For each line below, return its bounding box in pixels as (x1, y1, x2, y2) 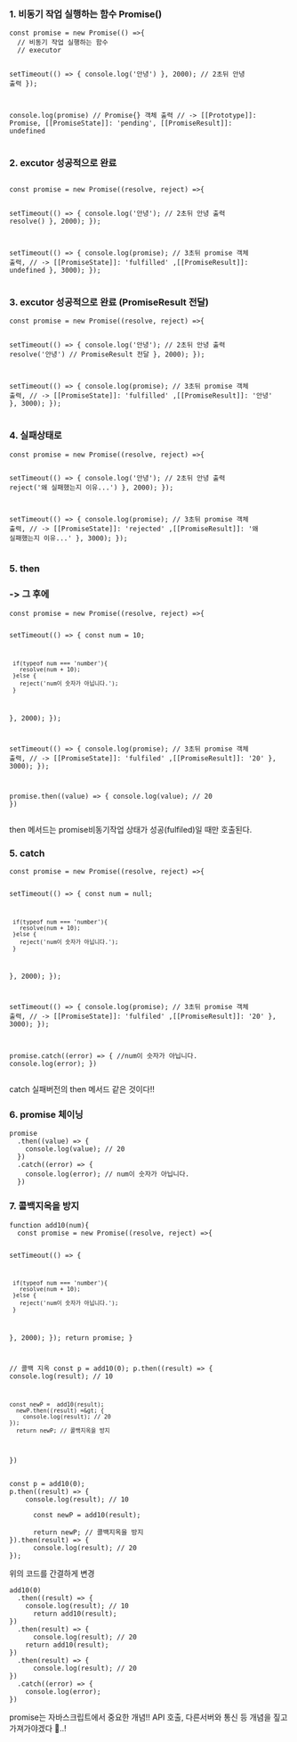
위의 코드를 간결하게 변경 (9, 1567, 95, 1579)
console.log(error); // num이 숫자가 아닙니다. (25, 1170, 189, 1179)
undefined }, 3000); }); (9, 266, 101, 275)
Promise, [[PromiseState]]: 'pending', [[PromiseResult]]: (9, 119, 233, 128)
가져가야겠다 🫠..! (9, 1722, 67, 1733)
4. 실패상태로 (9, 430, 62, 442)
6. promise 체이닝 (9, 1108, 84, 1121)
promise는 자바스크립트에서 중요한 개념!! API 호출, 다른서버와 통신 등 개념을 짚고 (9, 1712, 288, 1722)
